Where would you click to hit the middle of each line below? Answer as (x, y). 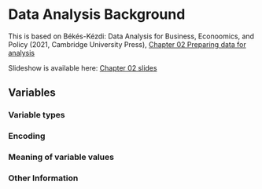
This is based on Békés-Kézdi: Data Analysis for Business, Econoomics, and (131, 36)
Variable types (37, 115)
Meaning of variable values (61, 157)
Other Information (43, 178)
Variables (32, 93)
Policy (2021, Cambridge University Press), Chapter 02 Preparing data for (127, 44)
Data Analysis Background (97, 15)
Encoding (27, 136)
